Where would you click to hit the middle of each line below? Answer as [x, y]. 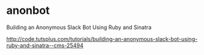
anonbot [28, 11]
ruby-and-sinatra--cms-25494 [45, 45]
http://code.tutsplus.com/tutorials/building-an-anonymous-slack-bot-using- [102, 39]
